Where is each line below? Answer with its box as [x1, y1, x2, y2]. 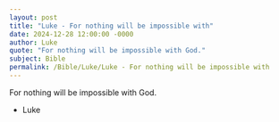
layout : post [9, 12, 58, 22]
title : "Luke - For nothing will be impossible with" [9, 21, 215, 30]
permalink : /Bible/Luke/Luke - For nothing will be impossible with [9, 63, 270, 72]
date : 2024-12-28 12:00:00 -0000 [9, 29, 134, 38]
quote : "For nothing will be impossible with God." [9, 46, 206, 55]
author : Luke [9, 37, 58, 47]
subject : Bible [9, 54, 66, 63]
